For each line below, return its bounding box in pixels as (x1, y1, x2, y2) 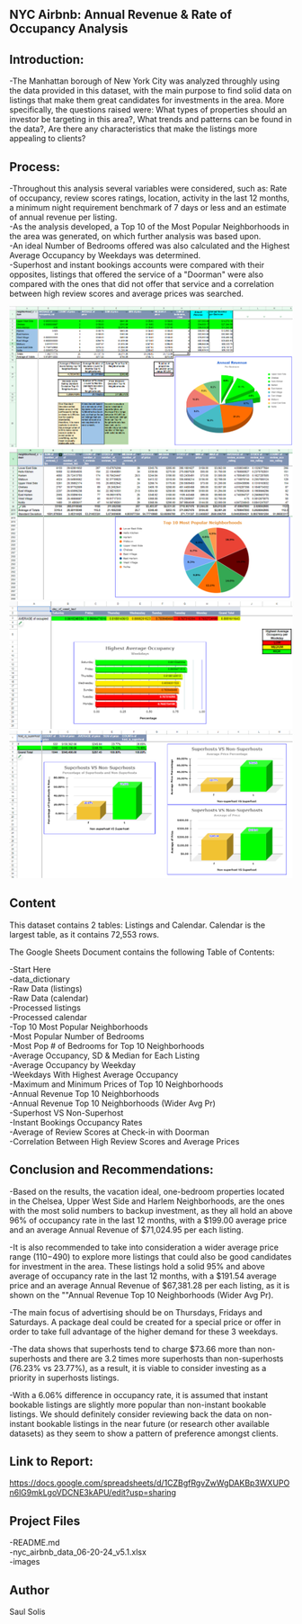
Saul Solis (9, 1606, 46, 1618)
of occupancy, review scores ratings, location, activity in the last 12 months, (9, 193, 290, 203)
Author (9, 1583, 49, 1598)
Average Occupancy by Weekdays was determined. (9, 250, 201, 261)
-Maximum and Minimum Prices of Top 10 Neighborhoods (9, 1079, 224, 1090)
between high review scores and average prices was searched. (9, 288, 244, 300)
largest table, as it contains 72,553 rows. (9, 929, 160, 939)
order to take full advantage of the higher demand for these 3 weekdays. (9, 1326, 279, 1337)
